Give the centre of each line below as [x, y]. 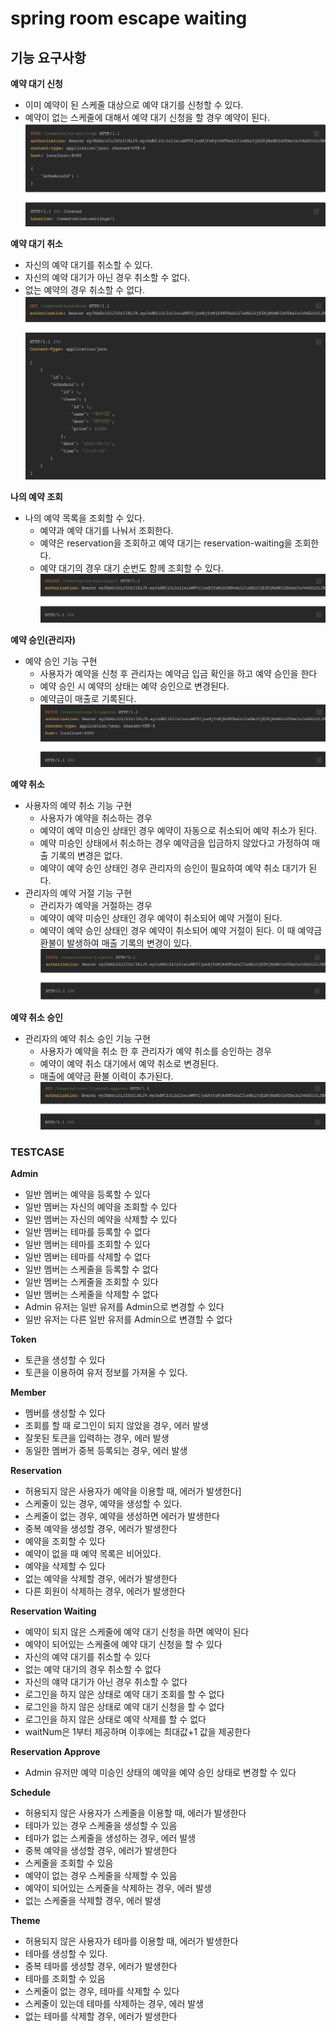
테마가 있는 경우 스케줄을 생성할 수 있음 [101, 1826]
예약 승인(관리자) [43, 640]
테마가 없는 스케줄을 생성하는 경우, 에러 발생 [110, 1838]
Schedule [31, 1793]
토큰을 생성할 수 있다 [65, 1360]
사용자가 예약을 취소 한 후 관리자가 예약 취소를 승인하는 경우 [155, 1051]
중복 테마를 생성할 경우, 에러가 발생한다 [101, 1966]
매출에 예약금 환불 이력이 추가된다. [106, 1076]
